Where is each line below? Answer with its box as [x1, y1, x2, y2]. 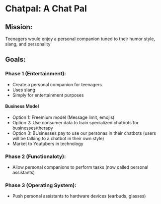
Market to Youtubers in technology [12, 141, 83, 147]
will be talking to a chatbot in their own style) [12, 135, 104, 141]
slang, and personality [5, 41, 51, 47]
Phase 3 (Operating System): [5, 182, 77, 189]
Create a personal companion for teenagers [12, 81, 102, 87]
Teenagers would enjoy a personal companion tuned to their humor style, [5, 36, 156, 42]
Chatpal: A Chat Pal [5, 3, 87, 14]
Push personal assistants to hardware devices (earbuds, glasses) [12, 193, 146, 199]
